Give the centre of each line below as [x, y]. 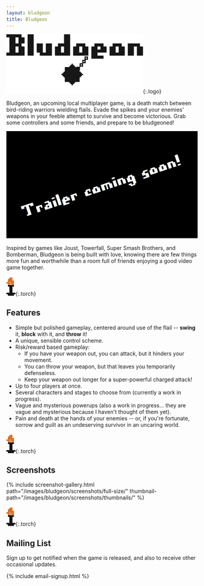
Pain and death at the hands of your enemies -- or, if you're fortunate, [102, 418]
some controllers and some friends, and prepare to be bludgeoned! [90, 123]
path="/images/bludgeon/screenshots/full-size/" [67, 491]
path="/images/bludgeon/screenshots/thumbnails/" [71, 498]
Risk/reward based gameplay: [52, 347]
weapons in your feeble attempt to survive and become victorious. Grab [96, 116]
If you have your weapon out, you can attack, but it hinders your [104, 353]
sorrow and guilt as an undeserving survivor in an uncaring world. [97, 424]
